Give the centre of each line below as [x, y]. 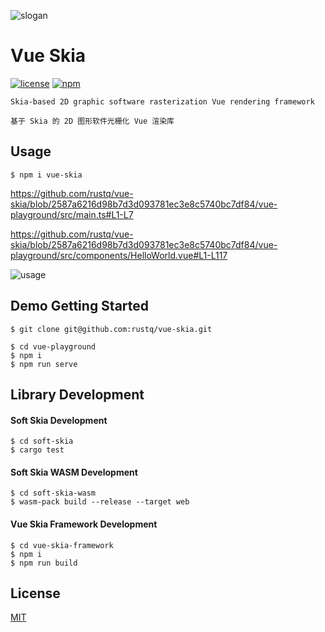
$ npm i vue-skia [46, 175]
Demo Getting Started [80, 306]
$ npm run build [44, 563]
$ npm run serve [44, 364]
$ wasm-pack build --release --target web [100, 502]
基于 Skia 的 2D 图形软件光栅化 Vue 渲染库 [92, 121]
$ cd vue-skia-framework [62, 545]
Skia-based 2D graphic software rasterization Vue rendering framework [162, 101]
